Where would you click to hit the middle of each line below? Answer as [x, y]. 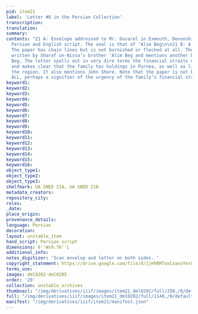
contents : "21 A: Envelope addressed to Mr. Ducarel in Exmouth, [88, 39]
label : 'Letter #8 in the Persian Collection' [64, 17]
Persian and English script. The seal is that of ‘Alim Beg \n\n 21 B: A [101, 45]
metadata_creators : [30, 192]
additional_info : [27, 253]
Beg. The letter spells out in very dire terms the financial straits [100, 61]
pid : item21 [21, 11]
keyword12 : [19, 143]
